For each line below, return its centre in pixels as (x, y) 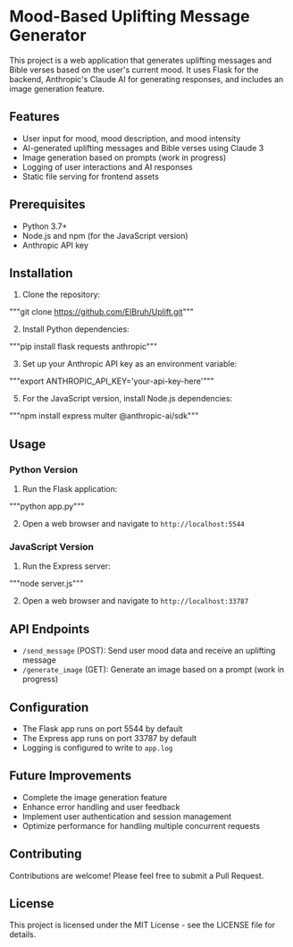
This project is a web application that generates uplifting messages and (141, 60)
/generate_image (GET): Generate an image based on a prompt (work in (153, 670)
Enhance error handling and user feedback (101, 807)
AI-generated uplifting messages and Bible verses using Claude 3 (143, 148)
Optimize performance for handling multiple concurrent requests (141, 825)
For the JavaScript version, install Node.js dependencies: (127, 399)
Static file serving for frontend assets (90, 176)
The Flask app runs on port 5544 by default (102, 728)
